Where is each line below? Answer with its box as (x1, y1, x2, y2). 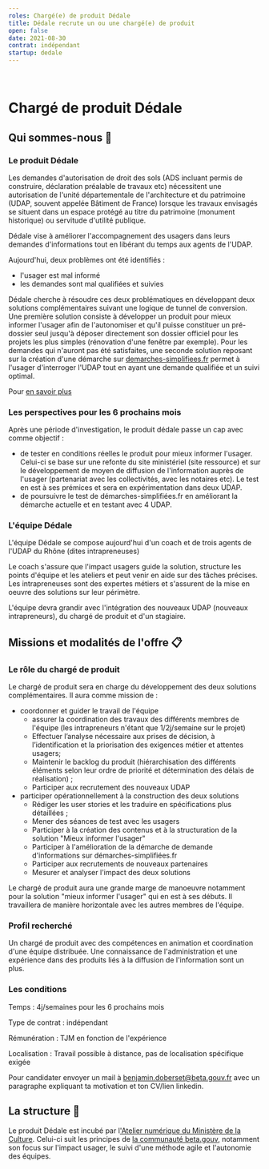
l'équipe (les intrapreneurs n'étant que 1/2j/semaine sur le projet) (31, 723, 246, 733)
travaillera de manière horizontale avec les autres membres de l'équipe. (8, 900, 244, 910)
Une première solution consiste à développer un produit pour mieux (8, 311, 231, 321)
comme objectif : (8, 433, 64, 443)
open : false (8, 26, 48, 34)
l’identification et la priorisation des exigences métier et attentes (31, 740, 244, 749)
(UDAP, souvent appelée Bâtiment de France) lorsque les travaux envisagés (8, 198, 258, 208)
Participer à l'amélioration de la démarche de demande (31, 842, 214, 852)
